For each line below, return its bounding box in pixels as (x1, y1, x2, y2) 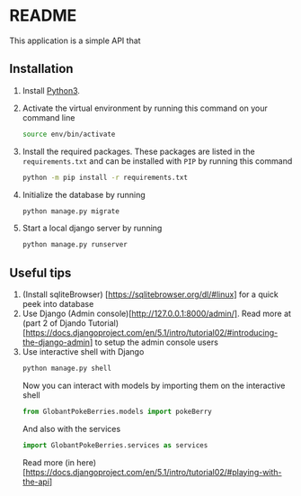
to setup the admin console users (94, 337, 218, 347)
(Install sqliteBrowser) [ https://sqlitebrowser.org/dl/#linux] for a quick (22, 289, 279, 300)
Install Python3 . (22, 85, 81, 95)
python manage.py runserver (22, 240, 128, 249)
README (9, 5, 77, 26)
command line (22, 112, 75, 122)
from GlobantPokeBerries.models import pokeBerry (22, 407, 213, 416)
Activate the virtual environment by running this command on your (22, 103, 268, 113)
